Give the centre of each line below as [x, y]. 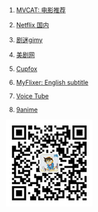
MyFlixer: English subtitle [52, 82]
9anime [27, 110]
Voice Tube [32, 96]
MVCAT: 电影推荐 [41, 10]
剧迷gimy [29, 40]
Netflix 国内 [33, 25]
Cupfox [27, 69]
